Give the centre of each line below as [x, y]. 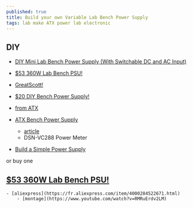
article [32, 131]
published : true [26, 12]
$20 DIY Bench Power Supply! [52, 97]
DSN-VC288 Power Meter [56, 138]
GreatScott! [29, 85]
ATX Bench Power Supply [46, 120]
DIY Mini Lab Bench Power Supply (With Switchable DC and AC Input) [101, 62]
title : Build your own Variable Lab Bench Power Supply [77, 17]
